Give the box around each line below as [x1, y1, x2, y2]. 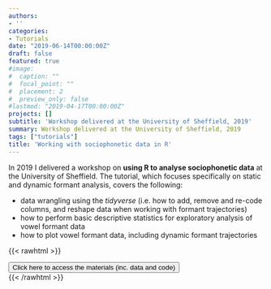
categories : [8, 27, 49, 35]
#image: [8, 65, 35, 73]
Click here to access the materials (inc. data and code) [12, 263, 176, 272]
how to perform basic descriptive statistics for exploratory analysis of [19, 213, 253, 222]
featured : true [8, 58, 60, 66]
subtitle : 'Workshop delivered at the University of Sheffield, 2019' [8, 118, 252, 126]
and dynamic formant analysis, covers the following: [8, 179, 183, 189]
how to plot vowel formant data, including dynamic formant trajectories [19, 230, 258, 239]
